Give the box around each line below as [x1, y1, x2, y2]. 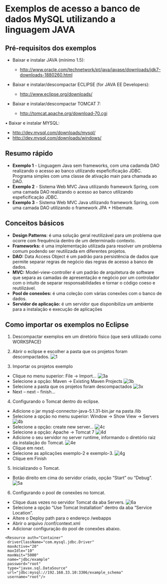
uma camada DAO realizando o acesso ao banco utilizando [12, 189, 133, 195]
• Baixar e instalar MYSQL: [5, 120, 60, 126]
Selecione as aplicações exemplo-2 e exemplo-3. [12, 450, 114, 456]
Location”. [12, 510, 33, 516]
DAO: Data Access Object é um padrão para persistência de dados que [12, 253, 159, 259]
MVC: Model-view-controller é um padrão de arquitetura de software [12, 269, 155, 275]
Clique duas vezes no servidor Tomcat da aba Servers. [12, 500, 125, 506]
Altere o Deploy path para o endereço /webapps [12, 515, 111, 521]
